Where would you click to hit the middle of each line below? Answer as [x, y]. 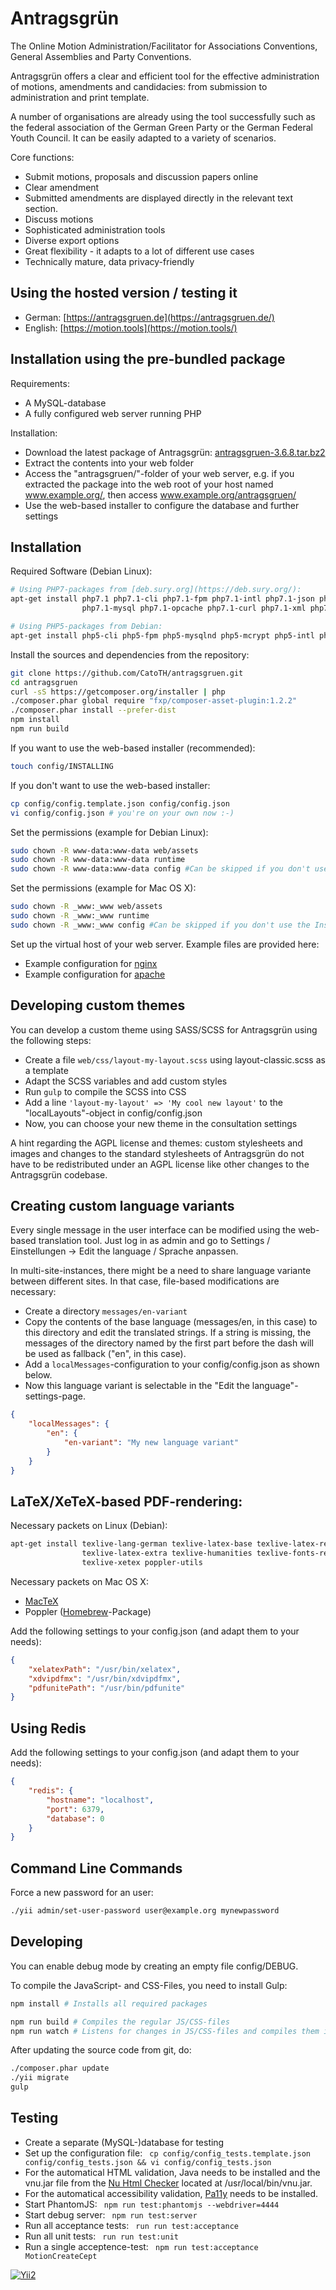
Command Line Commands [96, 1868]
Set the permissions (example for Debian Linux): [109, 832]
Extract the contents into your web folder [109, 463]
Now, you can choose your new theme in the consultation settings [161, 1123]
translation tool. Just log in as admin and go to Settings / [154, 1241]
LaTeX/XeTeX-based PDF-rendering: [126, 1501]
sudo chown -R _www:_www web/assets [86, 907]
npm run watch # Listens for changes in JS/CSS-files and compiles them [165, 2031]
